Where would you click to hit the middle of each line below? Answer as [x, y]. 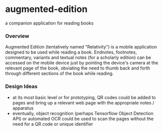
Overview [17, 36]
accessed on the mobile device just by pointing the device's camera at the [82, 63]
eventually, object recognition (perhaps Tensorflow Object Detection [83, 113]
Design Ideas [21, 86]
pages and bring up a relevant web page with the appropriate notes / [83, 102]
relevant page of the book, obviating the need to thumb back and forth [78, 68]
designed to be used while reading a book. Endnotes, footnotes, [71, 52]
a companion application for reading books [49, 23]
